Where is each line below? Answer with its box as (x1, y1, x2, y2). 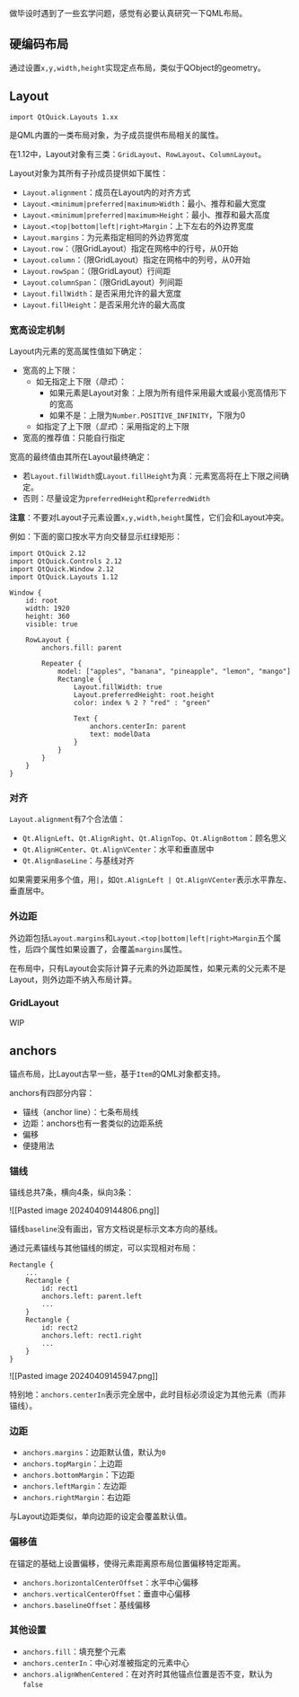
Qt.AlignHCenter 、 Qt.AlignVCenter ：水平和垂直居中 (22, 844, 215, 855)
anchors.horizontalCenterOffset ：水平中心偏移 (22, 1577, 199, 1587)
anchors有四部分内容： (9, 1087, 95, 1098)
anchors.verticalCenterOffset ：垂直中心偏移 (22, 1588, 191, 1599)
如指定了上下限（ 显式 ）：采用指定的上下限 (35, 420, 190, 431)
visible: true (25, 619, 78, 629)
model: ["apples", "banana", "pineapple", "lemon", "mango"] (57, 667, 292, 676)
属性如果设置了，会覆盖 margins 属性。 (48, 943, 188, 954)
